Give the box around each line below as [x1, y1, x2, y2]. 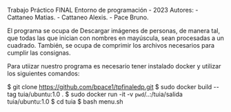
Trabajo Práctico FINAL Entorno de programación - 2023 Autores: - [7, 6, 199, 14]
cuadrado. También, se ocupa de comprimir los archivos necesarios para [7, 41, 215, 49]
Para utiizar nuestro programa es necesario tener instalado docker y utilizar [7, 62, 221, 70]
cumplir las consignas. [7, 48, 71, 57]
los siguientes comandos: [7, 69, 80, 77]
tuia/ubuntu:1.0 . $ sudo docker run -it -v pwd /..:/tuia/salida [18, 90, 183, 98]
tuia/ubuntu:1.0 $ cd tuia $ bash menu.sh [7, 97, 123, 106]
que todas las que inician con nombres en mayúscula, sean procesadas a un [7, 34, 224, 42]
